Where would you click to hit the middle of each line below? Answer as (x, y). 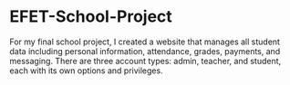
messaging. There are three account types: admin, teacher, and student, (145, 61)
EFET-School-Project (91, 17)
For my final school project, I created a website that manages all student (145, 42)
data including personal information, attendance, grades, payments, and (145, 51)
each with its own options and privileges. (86, 71)
